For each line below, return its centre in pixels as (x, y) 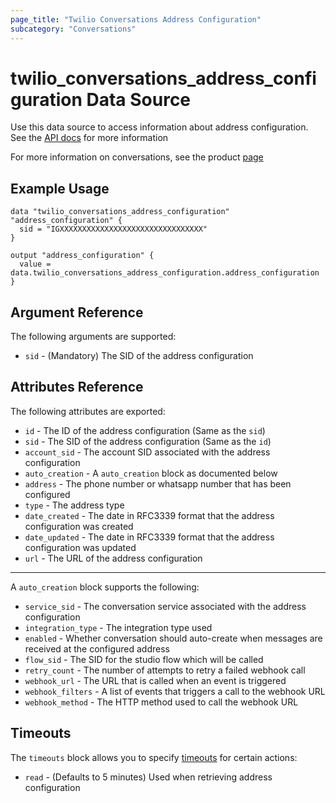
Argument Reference (77, 312)
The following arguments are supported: (93, 337)
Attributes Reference (77, 387)
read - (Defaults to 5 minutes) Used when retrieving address (148, 777)
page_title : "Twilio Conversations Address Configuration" (136, 19)
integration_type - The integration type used (118, 627)
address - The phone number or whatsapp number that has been (158, 483)
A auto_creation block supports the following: (105, 587)
